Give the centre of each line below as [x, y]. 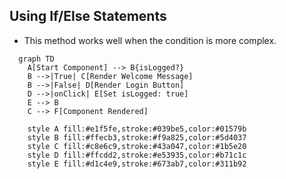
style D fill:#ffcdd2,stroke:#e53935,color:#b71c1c [137, 155]
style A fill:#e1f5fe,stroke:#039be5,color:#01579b [137, 129]
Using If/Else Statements [88, 16]
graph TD [36, 59]
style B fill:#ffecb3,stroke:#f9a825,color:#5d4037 [137, 137]
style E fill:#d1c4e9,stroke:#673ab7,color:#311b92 [137, 164]
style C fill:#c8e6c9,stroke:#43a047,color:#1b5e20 [137, 146]
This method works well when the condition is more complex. [150, 40]
